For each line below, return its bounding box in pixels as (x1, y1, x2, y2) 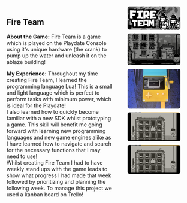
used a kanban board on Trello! (7, 190, 84, 198)
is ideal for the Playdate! (7, 102, 67, 109)
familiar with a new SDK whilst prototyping (7, 114, 111, 122)
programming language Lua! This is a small (7, 83, 113, 90)
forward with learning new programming (7, 127, 106, 134)
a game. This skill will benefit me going (7, 121, 102, 128)
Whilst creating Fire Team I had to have (7, 159, 103, 166)
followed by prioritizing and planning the (7, 178, 106, 185)
